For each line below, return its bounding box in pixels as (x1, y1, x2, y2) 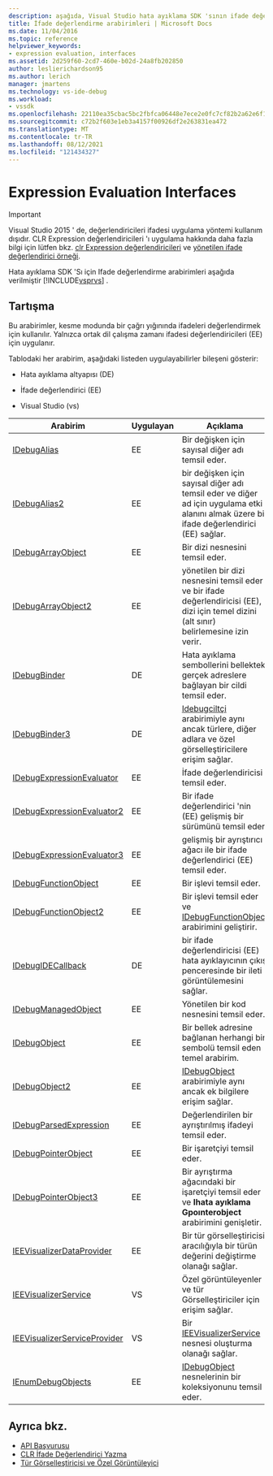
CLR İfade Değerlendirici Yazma (19, 1449, 128, 1459)
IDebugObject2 (12, 1081, 71, 1093)
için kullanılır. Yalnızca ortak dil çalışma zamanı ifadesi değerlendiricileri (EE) (8, 330, 263, 340)
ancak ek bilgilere (181, 1086, 249, 1097)
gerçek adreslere (181, 669, 247, 681)
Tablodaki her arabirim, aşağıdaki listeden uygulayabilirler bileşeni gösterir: (8, 354, 258, 364)
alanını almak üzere (181, 509, 256, 520)
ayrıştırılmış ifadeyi (181, 1119, 253, 1131)
